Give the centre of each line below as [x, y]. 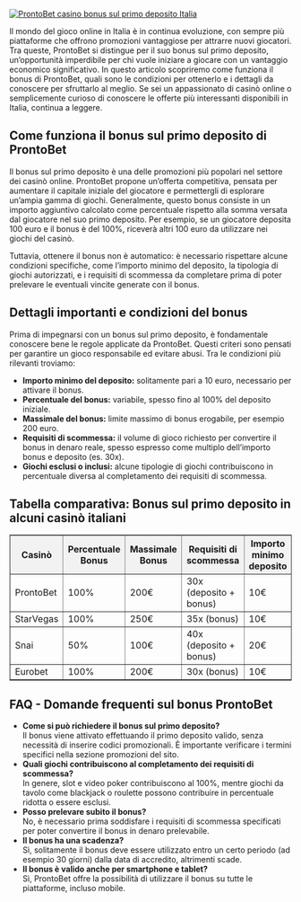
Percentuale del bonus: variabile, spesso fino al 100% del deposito [146, 399]
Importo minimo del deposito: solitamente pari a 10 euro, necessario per [157, 380]
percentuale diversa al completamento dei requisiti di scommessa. [144, 475]
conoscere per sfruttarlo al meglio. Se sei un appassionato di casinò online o [150, 88]
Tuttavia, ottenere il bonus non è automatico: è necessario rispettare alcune [149, 255]
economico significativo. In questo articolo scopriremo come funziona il [142, 69]
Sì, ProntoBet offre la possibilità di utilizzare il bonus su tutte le [138, 879]
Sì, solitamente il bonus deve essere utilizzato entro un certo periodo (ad [156, 850]
